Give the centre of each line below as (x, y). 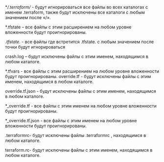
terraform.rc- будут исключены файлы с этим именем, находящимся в (79, 150)
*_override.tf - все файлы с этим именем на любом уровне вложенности (81, 106)
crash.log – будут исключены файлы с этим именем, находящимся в (77, 56)
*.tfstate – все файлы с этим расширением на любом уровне (68, 27)
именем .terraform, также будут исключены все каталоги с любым (75, 12)
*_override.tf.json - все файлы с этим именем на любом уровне (71, 121)
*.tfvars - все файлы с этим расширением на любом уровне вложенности (82, 71)
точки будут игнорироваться (35, 47)
